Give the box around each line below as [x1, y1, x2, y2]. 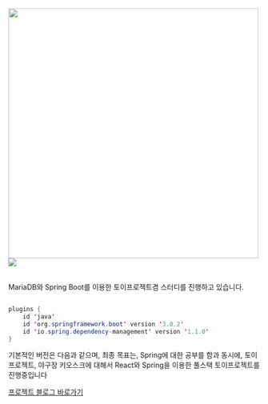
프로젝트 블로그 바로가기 [8, 387, 84, 397]
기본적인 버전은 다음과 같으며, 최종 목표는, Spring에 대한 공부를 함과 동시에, [8, 350, 243, 360]
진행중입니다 [8, 370, 48, 380]
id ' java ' [22, 312, 56, 321]
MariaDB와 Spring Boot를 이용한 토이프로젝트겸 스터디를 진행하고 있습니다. [8, 282, 244, 291]
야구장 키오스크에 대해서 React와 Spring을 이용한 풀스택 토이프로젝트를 [38, 360, 260, 370]
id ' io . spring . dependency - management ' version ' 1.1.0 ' [22, 327, 210, 335]
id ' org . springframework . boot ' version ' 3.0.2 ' [22, 320, 184, 328]
